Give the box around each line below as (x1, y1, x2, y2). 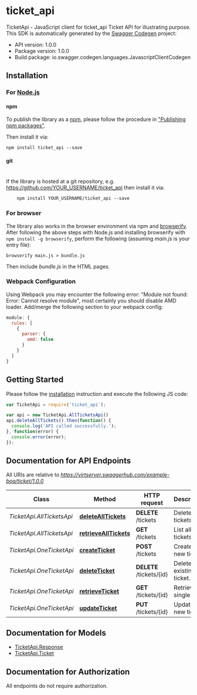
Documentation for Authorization (6, 667, 130, 677)
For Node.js (6, 88, 40, 96)
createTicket (79, 546, 116, 555)
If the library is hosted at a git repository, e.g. (6, 178, 115, 185)
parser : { (21, 331, 46, 337)
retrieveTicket (79, 587, 119, 596)
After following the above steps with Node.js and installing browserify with (6, 229, 186, 236)
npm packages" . (6, 122, 46, 129)
